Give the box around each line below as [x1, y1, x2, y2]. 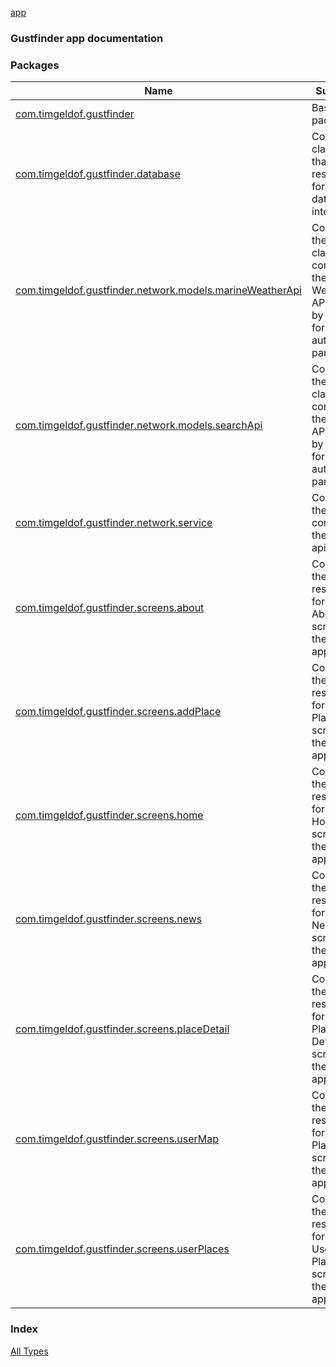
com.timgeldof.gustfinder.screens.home [15, 808, 204, 822]
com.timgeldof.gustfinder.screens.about [15, 601, 205, 615]
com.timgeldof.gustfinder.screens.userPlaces [15, 1242, 230, 1256]
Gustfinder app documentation [10, 31, 164, 45]
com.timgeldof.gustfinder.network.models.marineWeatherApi [15, 283, 302, 297]
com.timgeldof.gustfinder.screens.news [15, 912, 203, 926]
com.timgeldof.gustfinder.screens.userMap [15, 1132, 219, 1146]
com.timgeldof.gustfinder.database [15, 167, 181, 181]
